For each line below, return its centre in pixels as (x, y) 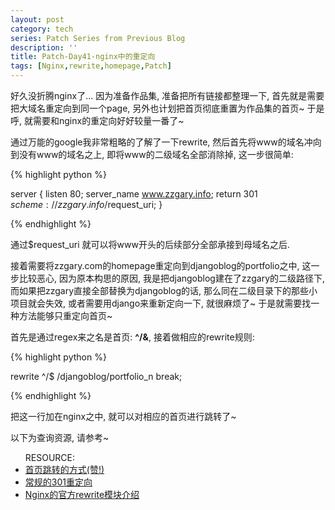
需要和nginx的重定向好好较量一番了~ (108, 120)
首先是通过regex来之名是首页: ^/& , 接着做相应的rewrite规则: (132, 337)
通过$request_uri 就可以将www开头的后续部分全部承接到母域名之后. (150, 244)
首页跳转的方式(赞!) (64, 469)
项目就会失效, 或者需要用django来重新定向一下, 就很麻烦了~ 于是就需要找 (161, 303)
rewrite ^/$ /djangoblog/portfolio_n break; (96, 376)
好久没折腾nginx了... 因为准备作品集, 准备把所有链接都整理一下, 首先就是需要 (167, 95)
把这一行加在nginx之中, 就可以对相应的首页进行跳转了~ (123, 416)
